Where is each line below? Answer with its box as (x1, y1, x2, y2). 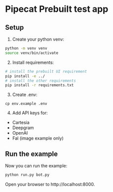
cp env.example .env (5, 101, 48, 106)
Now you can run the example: (5, 163, 68, 169)
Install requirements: (12, 59, 54, 65)
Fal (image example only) (12, 135, 64, 142)
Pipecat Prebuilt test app (5, 3, 109, 15)
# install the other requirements (5, 78, 76, 83)
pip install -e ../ (5, 73, 45, 79)
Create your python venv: (12, 36, 64, 42)
